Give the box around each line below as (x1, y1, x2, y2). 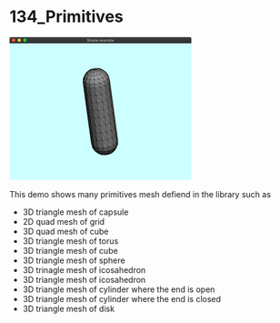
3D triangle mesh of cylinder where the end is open (22, 284, 215, 295)
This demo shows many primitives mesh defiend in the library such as (9, 188, 271, 199)
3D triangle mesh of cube (22, 245, 118, 256)
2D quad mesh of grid (22, 216, 105, 227)
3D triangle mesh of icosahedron (22, 274, 146, 285)
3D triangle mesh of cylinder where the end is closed (22, 293, 221, 304)
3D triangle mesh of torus (22, 235, 119, 247)
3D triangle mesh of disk (22, 303, 115, 314)
